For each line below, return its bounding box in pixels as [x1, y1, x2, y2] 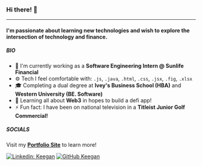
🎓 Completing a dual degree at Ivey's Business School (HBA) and [14, 81, 182, 89]
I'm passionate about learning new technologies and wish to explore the [6, 26, 190, 34]
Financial [14, 69, 39, 76]
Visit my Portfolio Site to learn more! [6, 141, 97, 148]
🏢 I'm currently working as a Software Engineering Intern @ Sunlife [14, 62, 185, 69]
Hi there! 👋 [6, 5, 38, 14]
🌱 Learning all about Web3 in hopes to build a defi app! [14, 96, 152, 104]
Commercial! [14, 112, 48, 119]
